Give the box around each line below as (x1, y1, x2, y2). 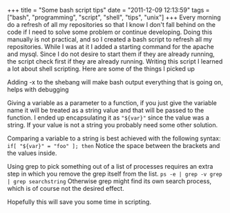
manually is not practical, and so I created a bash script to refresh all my (7, 35, 213, 44)
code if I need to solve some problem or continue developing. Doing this (7, 28, 213, 36)
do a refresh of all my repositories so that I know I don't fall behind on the (7, 21, 216, 28)
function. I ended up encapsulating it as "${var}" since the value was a (7, 113, 209, 122)
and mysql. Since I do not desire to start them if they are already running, (7, 50, 215, 58)
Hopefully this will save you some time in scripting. (7, 198, 152, 206)
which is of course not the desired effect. (7, 185, 124, 192)
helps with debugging (7, 86, 69, 93)
